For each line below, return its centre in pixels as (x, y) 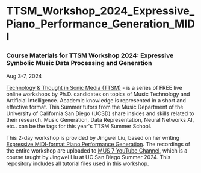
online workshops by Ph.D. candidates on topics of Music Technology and (98, 94)
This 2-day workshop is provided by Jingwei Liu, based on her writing (93, 138)
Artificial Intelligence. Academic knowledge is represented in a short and (96, 101)
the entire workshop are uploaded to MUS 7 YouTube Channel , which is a (97, 151)
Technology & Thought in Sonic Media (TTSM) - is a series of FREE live (94, 88)
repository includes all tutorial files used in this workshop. (78, 163)
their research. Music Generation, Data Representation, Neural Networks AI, (100, 120)
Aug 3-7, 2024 (24, 76)
